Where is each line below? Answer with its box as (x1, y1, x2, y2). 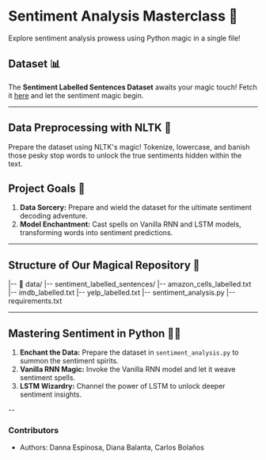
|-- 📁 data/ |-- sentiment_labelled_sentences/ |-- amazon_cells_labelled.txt (8, 279, 252, 289)
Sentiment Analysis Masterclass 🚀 (8, 7, 238, 25)
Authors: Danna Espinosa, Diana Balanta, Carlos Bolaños (19, 443, 204, 452)
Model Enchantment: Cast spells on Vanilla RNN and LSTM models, (19, 219, 241, 229)
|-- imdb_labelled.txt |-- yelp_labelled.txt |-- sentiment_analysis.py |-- (8, 288, 236, 298)
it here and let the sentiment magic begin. (8, 90, 144, 100)
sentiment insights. (19, 390, 82, 399)
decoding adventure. (19, 211, 89, 221)
